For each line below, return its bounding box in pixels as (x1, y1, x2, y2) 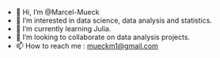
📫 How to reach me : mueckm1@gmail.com (15, 42, 158, 50)
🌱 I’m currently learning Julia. (15, 24, 112, 33)
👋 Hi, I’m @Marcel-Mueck (15, 8, 100, 16)
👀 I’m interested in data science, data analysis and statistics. (15, 16, 212, 25)
